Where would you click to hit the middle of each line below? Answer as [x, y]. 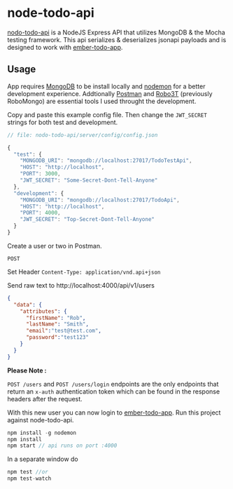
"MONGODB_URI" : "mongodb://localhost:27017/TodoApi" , [100, 200]
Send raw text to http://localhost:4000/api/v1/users [81, 285]
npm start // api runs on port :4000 [62, 446]
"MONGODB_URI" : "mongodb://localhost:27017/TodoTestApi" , [106, 161]
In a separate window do [43, 459]
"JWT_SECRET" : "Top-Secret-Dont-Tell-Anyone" [87, 220]
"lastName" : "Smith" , [57, 324]
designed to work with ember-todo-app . [65, 47]
